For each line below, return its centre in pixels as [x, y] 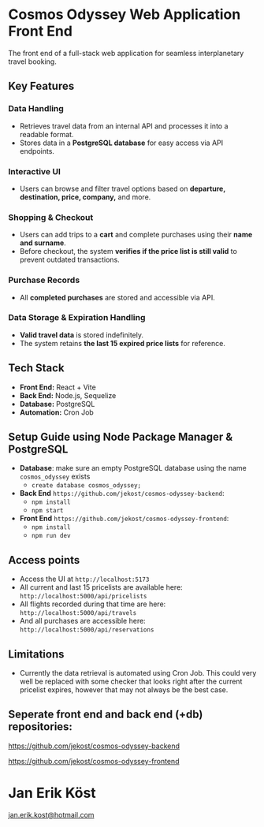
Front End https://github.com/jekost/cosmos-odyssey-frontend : [124, 519]
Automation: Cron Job [57, 412]
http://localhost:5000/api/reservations [87, 630]
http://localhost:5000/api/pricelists [83, 597]
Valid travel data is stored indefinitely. [82, 335]
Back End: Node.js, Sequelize [68, 395]
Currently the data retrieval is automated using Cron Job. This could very [138, 673]
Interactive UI [35, 171]
